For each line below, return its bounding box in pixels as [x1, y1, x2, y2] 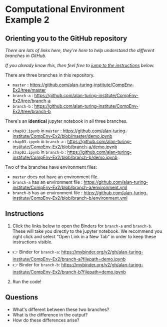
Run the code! [12, 278, 41, 284]
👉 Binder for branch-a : [12, 249, 60, 255]
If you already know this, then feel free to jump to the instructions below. [5, 63, 154, 68]
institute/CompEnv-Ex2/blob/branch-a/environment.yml [12, 184, 127, 190]
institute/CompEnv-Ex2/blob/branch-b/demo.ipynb [12, 154, 117, 160]
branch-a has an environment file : [12, 179, 83, 185]
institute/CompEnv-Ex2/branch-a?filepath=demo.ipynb [12, 256, 126, 262]
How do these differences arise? [12, 317, 80, 323]
